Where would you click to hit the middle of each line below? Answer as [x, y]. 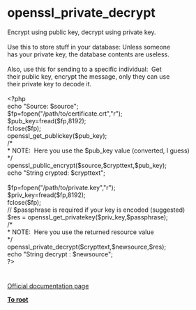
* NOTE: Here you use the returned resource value [81, 232]
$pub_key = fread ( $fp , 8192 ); [47, 121]
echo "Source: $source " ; [43, 106]
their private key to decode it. [50, 84]
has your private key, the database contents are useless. [88, 54]
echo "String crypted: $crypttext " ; [56, 173]
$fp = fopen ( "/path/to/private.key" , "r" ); [61, 187]
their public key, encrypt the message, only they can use [89, 76]
